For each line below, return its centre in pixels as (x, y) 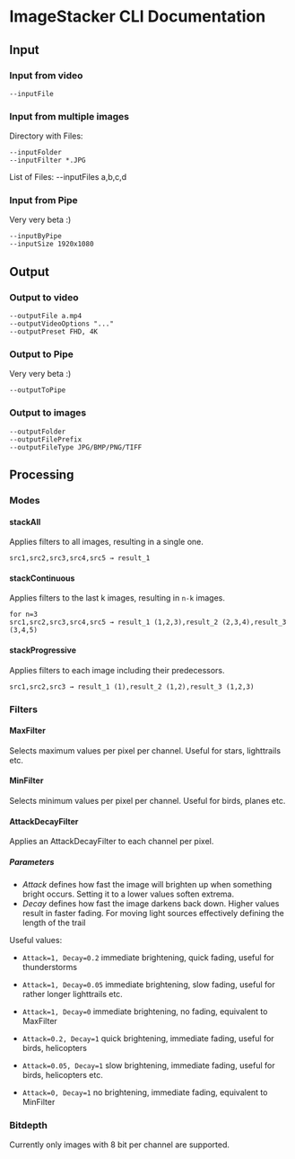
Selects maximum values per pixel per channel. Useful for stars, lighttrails (145, 750)
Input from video (46, 76)
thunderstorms (50, 967)
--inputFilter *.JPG (48, 160)
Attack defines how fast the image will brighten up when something (147, 885)
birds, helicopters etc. (62, 1075)
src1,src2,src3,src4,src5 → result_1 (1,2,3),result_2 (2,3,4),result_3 (148, 622)
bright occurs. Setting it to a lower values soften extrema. (128, 894)
